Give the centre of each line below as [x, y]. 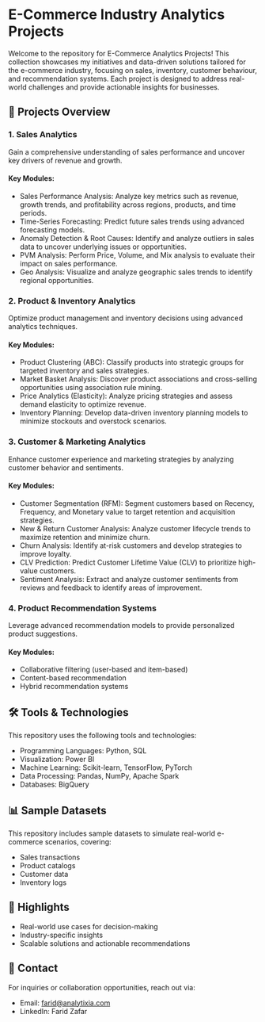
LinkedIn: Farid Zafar [53, 1011]
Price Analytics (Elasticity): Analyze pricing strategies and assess [126, 396]
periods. [33, 212]
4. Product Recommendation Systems [82, 608]
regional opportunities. [57, 280]
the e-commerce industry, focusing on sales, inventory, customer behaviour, [132, 70]
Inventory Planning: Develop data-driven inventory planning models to [134, 413]
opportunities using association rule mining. [91, 388]
